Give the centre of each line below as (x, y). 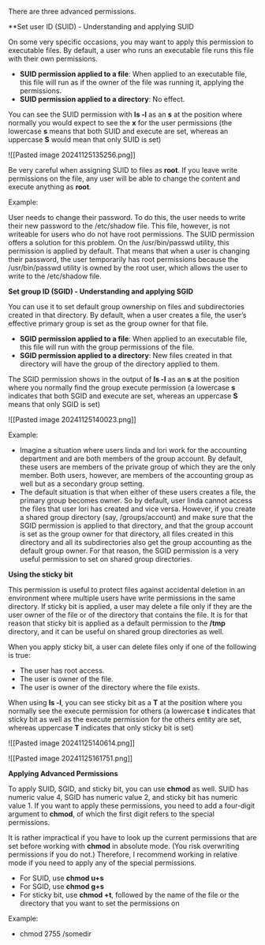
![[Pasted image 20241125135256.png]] (72, 155)
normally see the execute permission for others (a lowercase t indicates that (132, 711)
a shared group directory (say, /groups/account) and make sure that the (136, 517)
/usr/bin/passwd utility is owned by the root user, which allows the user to (128, 268)
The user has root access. (62, 670)
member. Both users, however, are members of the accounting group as (136, 475)
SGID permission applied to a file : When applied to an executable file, (133, 339)
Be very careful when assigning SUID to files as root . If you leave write (123, 170)
